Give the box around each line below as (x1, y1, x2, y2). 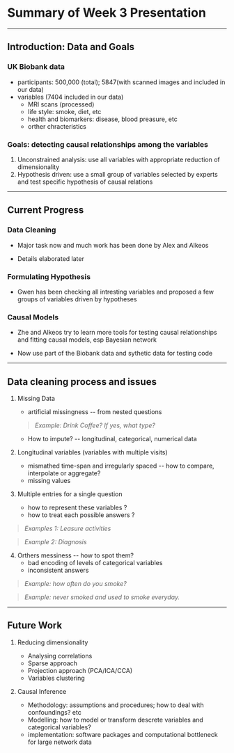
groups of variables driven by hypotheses (17, 294, 137, 303)
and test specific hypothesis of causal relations (17, 177, 153, 186)
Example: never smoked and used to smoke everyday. (24, 593, 180, 601)
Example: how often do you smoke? (24, 580, 127, 588)
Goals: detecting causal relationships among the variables (7, 139, 209, 149)
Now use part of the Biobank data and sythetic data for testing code (17, 349, 213, 358)
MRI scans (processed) (27, 100, 95, 109)
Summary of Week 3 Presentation (7, 5, 207, 21)
